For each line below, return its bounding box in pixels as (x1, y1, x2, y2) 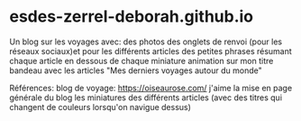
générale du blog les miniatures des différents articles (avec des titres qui (9, 92, 282, 103)
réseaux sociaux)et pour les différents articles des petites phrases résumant (9, 45, 293, 56)
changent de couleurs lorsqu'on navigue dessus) (9, 101, 192, 112)
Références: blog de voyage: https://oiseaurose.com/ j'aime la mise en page (9, 82, 293, 93)
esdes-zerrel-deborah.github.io (9, 6, 254, 27)
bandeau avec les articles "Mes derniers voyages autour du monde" (9, 65, 263, 76)
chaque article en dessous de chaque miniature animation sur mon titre (9, 55, 274, 66)
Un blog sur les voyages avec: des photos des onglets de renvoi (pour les (9, 36, 282, 47)
